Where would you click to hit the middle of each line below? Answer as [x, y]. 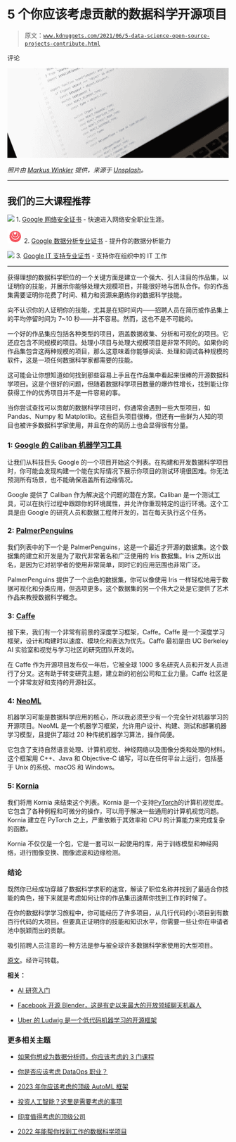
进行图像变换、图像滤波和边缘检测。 [72, 852]
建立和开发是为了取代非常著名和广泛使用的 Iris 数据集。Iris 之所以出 [123, 556]
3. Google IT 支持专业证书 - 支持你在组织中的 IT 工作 [91, 256]
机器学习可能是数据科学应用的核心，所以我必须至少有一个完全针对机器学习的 [118, 717]
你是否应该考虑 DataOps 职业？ [63, 1072]
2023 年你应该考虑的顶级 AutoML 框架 [73, 1087]
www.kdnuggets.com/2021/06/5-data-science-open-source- [127, 36]
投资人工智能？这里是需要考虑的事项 [70, 1102]
